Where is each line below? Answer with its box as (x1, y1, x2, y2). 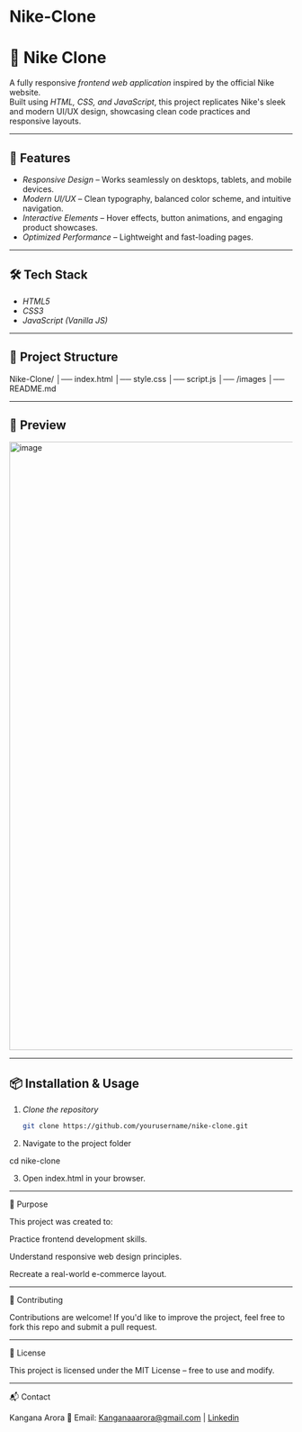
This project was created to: (9, 1217, 113, 1227)
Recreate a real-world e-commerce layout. (9, 1269, 167, 1280)
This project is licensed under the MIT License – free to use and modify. (9, 1365, 275, 1376)
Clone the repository (22, 1104, 99, 1115)
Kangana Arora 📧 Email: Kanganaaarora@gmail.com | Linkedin (9, 1412, 240, 1423)
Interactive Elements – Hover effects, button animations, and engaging (22, 212, 283, 223)
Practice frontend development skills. (9, 1234, 147, 1245)
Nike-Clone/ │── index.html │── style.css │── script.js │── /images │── (9, 373, 285, 384)
